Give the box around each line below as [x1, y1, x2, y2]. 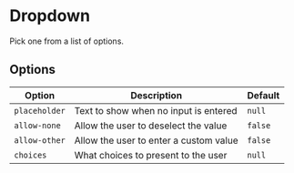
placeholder [14, 106, 66, 116]
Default [247, 88, 280, 101]
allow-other [14, 135, 66, 146]
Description [130, 88, 183, 101]
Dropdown [9, 5, 91, 26]
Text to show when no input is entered [74, 104, 238, 117]
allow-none [14, 120, 61, 130]
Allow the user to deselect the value [74, 119, 228, 132]
